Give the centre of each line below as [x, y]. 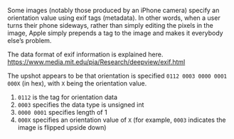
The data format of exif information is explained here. [85, 54]
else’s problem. [30, 41]
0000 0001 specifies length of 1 [63, 112]
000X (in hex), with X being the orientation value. [77, 83]
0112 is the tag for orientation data [68, 97]
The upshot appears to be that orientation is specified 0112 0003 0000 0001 [117, 76]
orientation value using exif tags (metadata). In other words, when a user [114, 18]
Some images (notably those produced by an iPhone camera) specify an [113, 10]
